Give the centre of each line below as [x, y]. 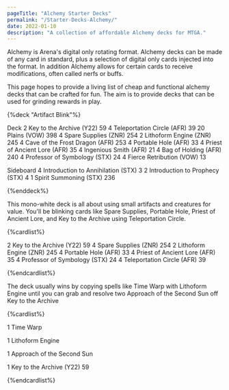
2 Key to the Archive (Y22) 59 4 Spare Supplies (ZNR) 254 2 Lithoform [106, 245]
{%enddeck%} [28, 191]
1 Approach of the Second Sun [50, 354]
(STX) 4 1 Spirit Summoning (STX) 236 [61, 178]
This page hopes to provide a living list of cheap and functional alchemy [109, 87]
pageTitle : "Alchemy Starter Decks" [59, 13]
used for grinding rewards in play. [54, 102]
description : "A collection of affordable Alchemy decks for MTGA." [107, 32]
